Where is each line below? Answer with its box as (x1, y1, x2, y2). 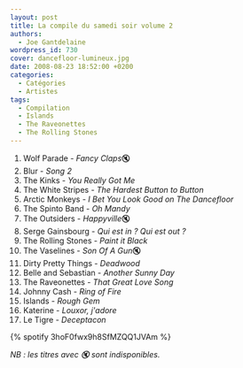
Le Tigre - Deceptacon (22, 314, 106, 325)
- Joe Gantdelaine (18, 37, 87, 47)
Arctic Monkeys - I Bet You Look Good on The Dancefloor (22, 194, 234, 204)
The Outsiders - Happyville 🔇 (22, 213, 131, 224)
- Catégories (18, 79, 67, 88)
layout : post (10, 12, 59, 22)
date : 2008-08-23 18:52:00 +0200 (10, 63, 134, 72)
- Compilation (18, 103, 70, 112)
